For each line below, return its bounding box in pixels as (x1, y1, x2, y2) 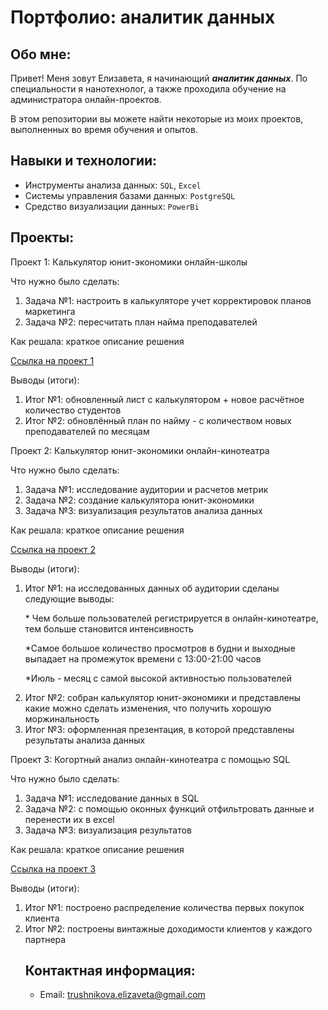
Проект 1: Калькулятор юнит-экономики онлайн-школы (10, 256, 248, 268)
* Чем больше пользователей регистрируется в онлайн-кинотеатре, (24, 612, 319, 624)
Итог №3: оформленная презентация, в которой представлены (24, 723, 295, 735)
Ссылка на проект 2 (10, 543, 96, 555)
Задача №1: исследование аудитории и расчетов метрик (24, 483, 269, 495)
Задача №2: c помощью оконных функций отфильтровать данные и (24, 802, 315, 815)
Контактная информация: (24, 962, 196, 980)
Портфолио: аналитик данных (10, 6, 276, 29)
